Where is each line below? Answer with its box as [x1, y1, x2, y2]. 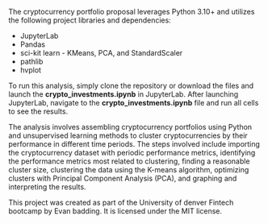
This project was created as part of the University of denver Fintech [8, 197, 234, 207]
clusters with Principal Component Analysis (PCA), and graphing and [8, 173, 237, 183]
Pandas [19, 39, 46, 49]
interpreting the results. [8, 182, 86, 192]
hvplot [19, 65, 42, 75]
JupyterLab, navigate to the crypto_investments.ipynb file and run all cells [8, 98, 259, 107]
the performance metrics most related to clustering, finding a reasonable [8, 156, 250, 166]
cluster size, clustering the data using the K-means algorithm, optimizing [8, 165, 249, 174]
